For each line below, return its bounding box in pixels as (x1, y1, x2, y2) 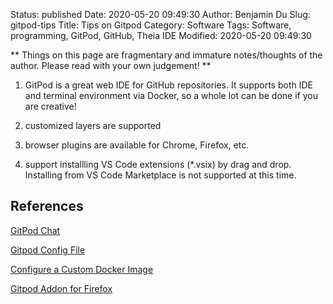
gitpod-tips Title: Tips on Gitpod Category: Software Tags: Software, (10, 19, 292, 31)
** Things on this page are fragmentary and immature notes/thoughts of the (10, 49, 323, 61)
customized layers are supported (24, 120, 162, 131)
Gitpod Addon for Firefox (10, 282, 113, 294)
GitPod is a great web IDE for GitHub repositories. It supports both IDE (24, 79, 313, 91)
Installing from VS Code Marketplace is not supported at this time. (24, 169, 297, 181)
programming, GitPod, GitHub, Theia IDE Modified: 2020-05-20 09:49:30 (10, 30, 312, 41)
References (10, 198, 84, 215)
